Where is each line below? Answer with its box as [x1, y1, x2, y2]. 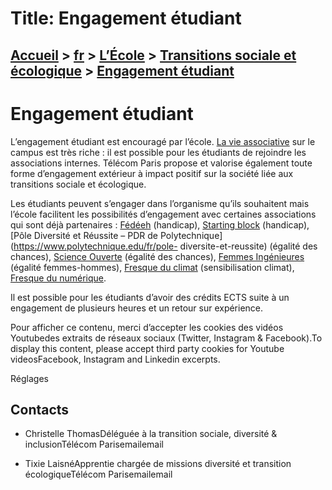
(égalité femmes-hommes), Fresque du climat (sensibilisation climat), [10, 261, 295, 273]
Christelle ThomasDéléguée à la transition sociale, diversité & [24, 428, 278, 440]
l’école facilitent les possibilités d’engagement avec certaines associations [10, 208, 317, 220]
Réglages [10, 372, 49, 384]
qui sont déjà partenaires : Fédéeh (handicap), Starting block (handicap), [10, 218, 310, 231]
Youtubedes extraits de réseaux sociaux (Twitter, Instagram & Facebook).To [10, 332, 323, 344]
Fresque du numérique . [10, 272, 107, 284]
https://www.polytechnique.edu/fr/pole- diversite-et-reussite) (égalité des [13, 240, 318, 252]
